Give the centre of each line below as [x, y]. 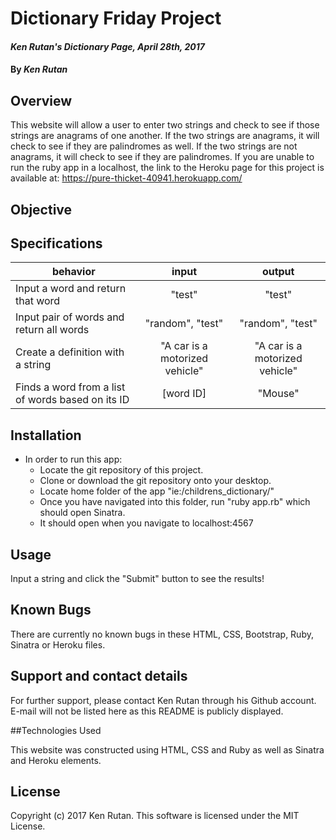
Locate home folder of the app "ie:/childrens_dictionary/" [157, 491]
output [278, 272]
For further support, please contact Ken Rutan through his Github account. [163, 700]
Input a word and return [71, 289]
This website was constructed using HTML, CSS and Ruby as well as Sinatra [167, 749]
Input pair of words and [70, 317]
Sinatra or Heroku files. [58, 644]
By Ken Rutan [39, 69]
